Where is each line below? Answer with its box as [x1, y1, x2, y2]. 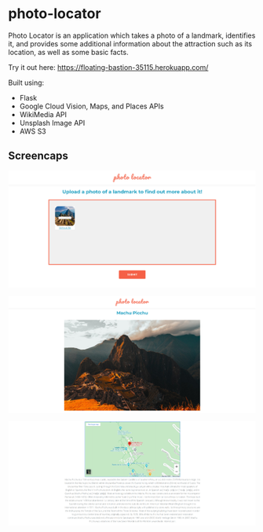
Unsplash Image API [19, 118, 86, 127]
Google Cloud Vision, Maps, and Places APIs [19, 101, 164, 111]
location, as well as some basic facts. [8, 47, 129, 57]
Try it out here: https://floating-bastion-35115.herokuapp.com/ [8, 62, 209, 72]
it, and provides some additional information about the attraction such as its [8, 39, 253, 48]
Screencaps [8, 149, 68, 163]
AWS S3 [19, 127, 47, 136]
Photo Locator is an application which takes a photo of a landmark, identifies [8, 31, 256, 40]
